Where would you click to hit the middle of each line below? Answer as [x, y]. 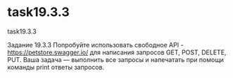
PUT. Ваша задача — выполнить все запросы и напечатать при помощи [115, 59]
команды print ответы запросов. [56, 67]
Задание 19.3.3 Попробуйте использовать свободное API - [96, 45]
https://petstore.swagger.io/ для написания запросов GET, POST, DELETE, [117, 52]
